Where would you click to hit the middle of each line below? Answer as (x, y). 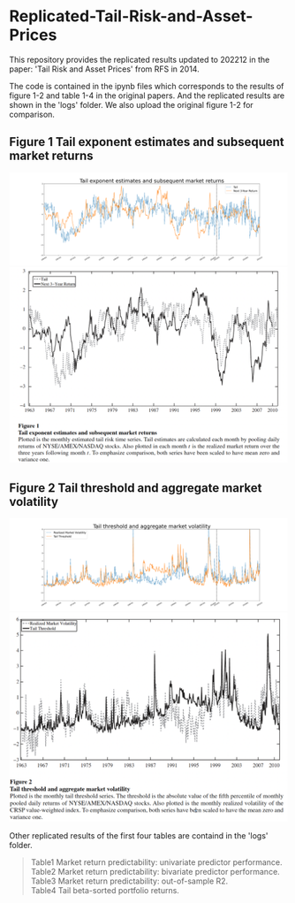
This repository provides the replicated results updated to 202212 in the (140, 59)
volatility (34, 501)
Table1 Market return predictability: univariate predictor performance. (156, 862)
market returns (51, 156)
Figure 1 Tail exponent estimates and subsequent (147, 142)
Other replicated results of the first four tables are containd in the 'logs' (139, 835)
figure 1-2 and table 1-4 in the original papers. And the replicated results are (147, 96)
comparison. (32, 114)
